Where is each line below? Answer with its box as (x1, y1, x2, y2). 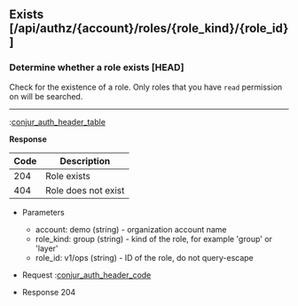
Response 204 (21, 286, 76, 297)
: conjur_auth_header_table (9, 116, 106, 127)
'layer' (35, 243, 59, 254)
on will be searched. (9, 90, 83, 101)
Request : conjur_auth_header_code (21, 270, 152, 280)
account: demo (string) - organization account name (35, 224, 228, 234)
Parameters (21, 207, 65, 217)
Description (59, 154, 111, 167)
